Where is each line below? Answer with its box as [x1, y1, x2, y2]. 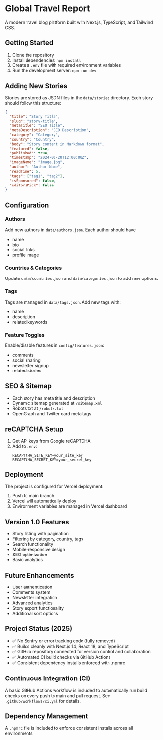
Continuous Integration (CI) [5, 675, 91, 683]
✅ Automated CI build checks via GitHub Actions [12, 654, 111, 660]
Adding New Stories [5, 82, 68, 90]
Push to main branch [12, 493, 54, 499]
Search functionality [12, 541, 53, 547]
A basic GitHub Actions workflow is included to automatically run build [5, 687, 147, 693]
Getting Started [5, 39, 54, 47]
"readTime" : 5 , [9, 169, 41, 174]
